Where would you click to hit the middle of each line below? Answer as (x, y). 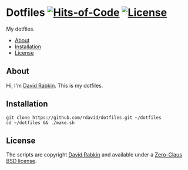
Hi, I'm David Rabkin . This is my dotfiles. (55, 85)
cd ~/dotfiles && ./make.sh (41, 123)
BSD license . (21, 161)
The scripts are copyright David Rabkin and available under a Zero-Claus (94, 155)
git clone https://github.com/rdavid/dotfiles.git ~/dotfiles (84, 118)
